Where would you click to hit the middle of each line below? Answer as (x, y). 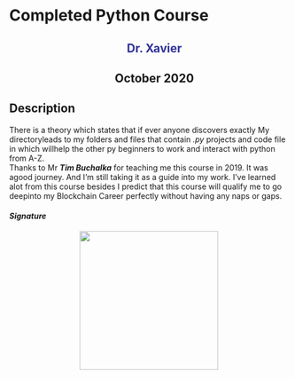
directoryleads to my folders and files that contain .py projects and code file (147, 139)
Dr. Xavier (155, 48)
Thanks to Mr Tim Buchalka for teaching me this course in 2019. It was (139, 167)
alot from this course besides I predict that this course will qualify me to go (145, 186)
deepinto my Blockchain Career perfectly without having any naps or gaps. (146, 195)
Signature (28, 216)
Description (42, 109)
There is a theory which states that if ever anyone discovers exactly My (140, 130)
